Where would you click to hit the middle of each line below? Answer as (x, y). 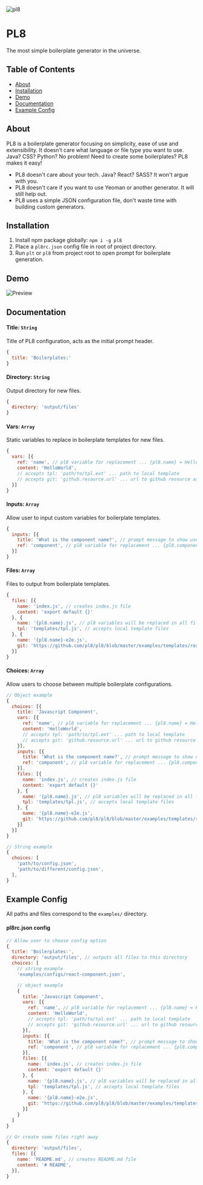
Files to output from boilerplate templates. (58, 584)
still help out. (31, 194)
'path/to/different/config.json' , (60, 869)
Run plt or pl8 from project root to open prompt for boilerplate (93, 253)
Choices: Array (25, 671)
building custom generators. (50, 206)
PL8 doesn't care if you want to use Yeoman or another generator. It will (105, 187)
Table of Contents (41, 70)
